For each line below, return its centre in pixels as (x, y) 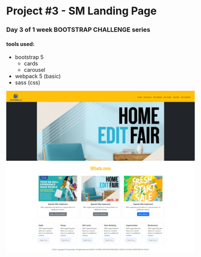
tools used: (20, 44)
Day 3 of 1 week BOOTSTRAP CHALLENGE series (78, 30)
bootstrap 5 (29, 57)
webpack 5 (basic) (38, 77)
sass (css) (28, 82)
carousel (35, 70)
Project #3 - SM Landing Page (82, 11)
